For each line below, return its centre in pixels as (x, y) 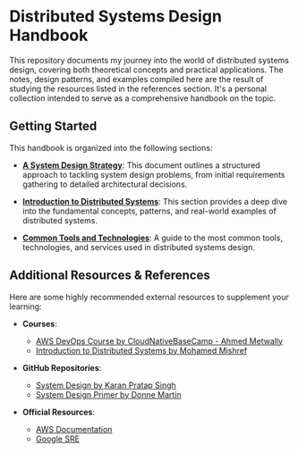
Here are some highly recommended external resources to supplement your (149, 297)
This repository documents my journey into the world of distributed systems (149, 60)
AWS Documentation (74, 429)
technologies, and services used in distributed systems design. (138, 247)
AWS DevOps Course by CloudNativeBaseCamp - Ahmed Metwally (159, 340)
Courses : (40, 323)
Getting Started (53, 126)
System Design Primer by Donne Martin (108, 394)
